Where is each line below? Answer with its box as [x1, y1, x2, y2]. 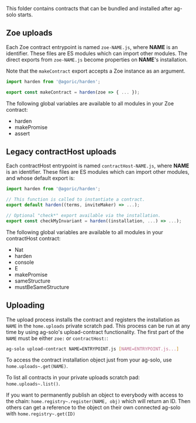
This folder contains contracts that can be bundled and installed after [6, 5, 173, 12]
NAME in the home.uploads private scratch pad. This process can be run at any [6, 322, 190, 329]
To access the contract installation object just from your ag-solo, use [6, 356, 172, 363]
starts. [17, 11, 33, 18]
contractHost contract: [6, 235, 61, 242]
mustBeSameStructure [14, 283, 70, 290]
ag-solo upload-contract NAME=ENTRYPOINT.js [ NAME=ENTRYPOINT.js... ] [6, 346, 180, 352]
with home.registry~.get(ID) [6, 410, 76, 417]
